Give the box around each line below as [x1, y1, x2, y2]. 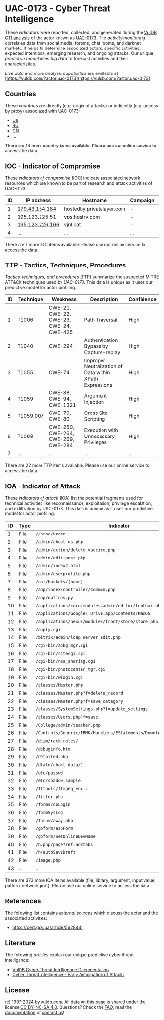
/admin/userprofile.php [35, 571, 91, 577]
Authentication [84, 337, 118, 343]
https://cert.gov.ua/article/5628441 [12, 924, 83, 930]
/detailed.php [35, 754, 68, 760]
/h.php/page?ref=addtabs [35, 842, 93, 848]
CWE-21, [48, 304, 71, 311]
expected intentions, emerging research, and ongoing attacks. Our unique [5, 50, 154, 56]
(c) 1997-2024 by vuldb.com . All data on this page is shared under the [5, 999, 146, 1005]
